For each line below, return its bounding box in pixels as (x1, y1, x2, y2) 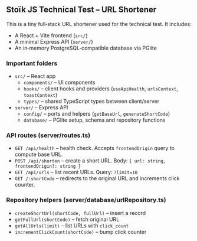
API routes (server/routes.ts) (6, 131, 91, 139)
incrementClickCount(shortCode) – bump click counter (14, 228, 147, 235)
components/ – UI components (23, 79, 96, 86)
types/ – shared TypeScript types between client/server (23, 97, 160, 105)
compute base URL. (14, 151, 63, 158)
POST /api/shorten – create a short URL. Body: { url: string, (14, 157, 166, 164)
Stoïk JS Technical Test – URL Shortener (6, 5, 157, 15)
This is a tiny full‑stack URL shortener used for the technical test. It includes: (6, 20, 192, 27)
